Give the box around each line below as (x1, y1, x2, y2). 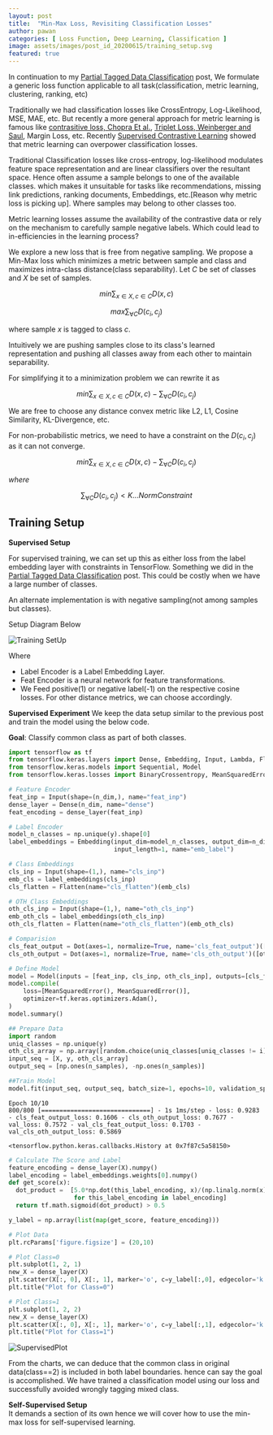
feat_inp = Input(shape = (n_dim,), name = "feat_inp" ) (8, 793, 187, 801)
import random (8, 1032, 57, 1040)
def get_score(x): (8, 1179, 71, 1187)
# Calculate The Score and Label (8, 1155, 122, 1164)
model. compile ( (8, 980, 60, 988)
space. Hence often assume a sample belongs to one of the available (8, 172, 240, 182)
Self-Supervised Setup (8, 1400, 88, 1410)
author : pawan (8, 27, 57, 35)
